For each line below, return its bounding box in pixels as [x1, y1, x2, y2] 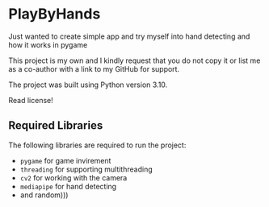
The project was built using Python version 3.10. [8, 80, 168, 89]
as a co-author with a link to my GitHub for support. [8, 64, 180, 73]
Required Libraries [8, 118, 103, 133]
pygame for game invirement [19, 155, 111, 165]
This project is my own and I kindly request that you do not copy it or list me [8, 56, 261, 65]
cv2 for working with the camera [19, 172, 128, 182]
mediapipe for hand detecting [19, 181, 117, 191]
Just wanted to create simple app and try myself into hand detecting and [8, 31, 250, 41]
